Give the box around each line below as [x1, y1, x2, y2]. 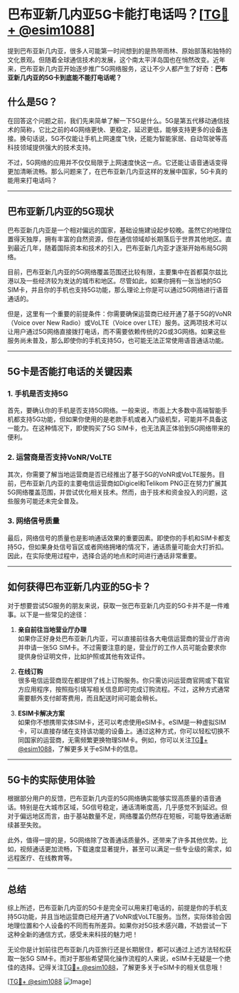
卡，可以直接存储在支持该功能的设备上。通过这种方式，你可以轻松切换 [17, 727, 224, 735]
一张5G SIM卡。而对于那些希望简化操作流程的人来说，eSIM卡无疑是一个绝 [13, 955, 231, 963]
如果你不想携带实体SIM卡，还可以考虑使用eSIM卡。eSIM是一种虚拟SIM [17, 718, 226, 726]
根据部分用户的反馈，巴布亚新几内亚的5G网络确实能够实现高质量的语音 [7, 794, 216, 803]
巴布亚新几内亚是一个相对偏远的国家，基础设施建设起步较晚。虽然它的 [7, 226, 213, 234]
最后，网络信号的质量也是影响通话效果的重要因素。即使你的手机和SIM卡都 [7, 533, 225, 542]
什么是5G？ [7, 96, 58, 108]
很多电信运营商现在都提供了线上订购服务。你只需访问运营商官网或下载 [17, 676, 224, 684]
